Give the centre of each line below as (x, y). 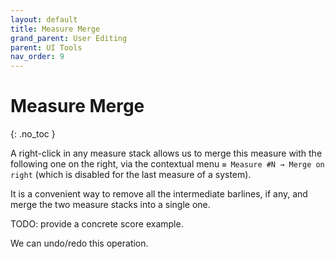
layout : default (44, 19)
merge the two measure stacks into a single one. (110, 205)
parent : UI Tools (46, 47)
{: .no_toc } (33, 134)
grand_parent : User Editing (69, 38)
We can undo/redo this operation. (79, 243)
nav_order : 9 (37, 57)
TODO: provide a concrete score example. (97, 224)
